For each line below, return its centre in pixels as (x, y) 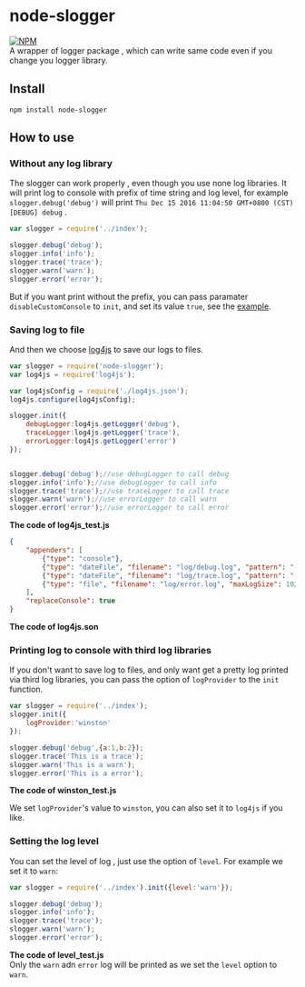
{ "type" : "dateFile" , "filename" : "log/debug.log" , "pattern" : (164, 567)
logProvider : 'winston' (69, 723)
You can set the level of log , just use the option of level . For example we (146, 861)
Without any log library (61, 164)
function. (26, 689)
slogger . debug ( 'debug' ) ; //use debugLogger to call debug (119, 474)
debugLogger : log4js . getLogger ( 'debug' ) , (103, 424)
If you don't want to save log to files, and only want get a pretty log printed (149, 670)
